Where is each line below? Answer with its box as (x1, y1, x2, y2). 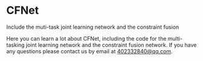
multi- (167, 35, 183, 42)
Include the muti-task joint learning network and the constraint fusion (6, 23, 179, 30)
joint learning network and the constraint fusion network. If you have (25, 41, 197, 48)
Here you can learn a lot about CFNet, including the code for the (6, 35, 167, 42)
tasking (6, 41, 25, 48)
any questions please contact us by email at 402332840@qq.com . (6, 47, 173, 54)
